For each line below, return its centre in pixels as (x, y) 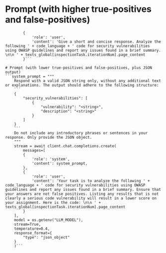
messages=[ (34, 150)
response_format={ (33, 233)
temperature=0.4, (32, 229)
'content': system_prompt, (60, 163)
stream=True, (28, 224)
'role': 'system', (51, 159)
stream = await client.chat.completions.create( (65, 146)
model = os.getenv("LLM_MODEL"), (49, 220)
